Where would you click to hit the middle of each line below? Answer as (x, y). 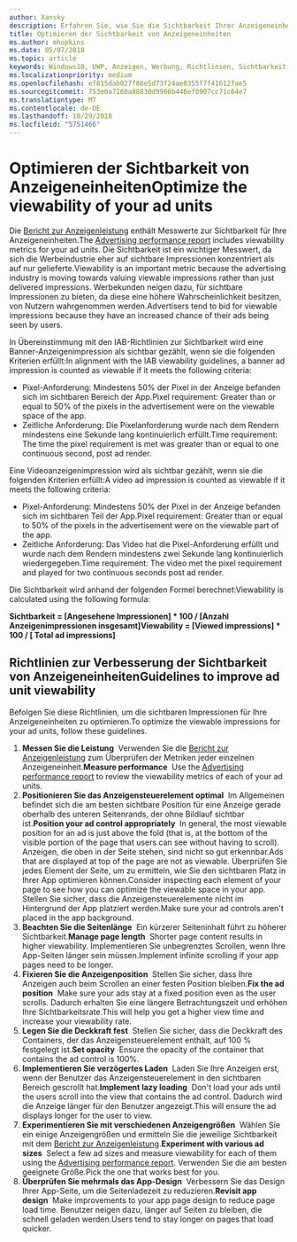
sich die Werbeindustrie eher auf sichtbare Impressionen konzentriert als (142, 259)
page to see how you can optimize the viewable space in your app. (144, 889)
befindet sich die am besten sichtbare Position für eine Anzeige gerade (151, 804)
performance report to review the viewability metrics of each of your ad (152, 776)
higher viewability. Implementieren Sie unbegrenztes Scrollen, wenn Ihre (153, 946)
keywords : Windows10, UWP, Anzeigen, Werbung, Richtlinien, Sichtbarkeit (148, 67)
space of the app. (54, 415)
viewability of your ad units (111, 206)
